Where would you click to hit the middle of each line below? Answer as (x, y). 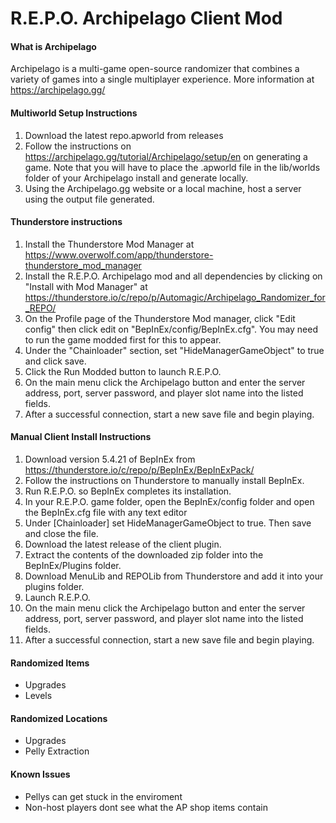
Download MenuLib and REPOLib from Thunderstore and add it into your (174, 576)
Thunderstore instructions (66, 222)
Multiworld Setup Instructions (74, 113)
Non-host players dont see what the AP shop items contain (146, 807)
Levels (38, 696)
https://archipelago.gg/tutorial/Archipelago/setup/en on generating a (166, 156)
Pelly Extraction (57, 751)
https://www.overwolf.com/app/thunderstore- (119, 254)
